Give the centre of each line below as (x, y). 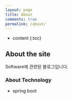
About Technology (28, 80)
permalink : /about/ (26, 24)
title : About (19, 15)
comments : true (21, 19)
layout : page (19, 10)
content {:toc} (27, 38)
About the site (28, 54)
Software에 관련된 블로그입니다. (37, 67)
